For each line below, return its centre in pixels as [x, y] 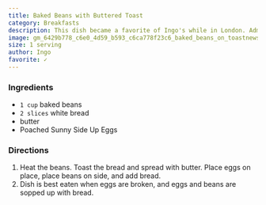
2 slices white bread [54, 113]
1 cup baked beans [51, 104]
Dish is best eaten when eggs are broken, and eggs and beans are [128, 184]
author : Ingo [30, 52]
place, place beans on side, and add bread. [90, 176]
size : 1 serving [35, 45]
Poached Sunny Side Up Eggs [68, 130]
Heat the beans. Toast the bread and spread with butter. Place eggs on [135, 168]
